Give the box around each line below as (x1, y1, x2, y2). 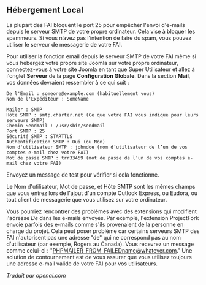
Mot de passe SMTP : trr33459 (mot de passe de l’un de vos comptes (6, 154, 185, 161)
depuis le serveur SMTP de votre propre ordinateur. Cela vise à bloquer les (6, 28, 196, 35)
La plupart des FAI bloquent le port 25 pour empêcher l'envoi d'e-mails (6, 21, 185, 28)
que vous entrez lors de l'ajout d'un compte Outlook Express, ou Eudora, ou (6, 189, 198, 197)
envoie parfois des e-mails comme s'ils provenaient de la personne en (6, 221, 184, 228)
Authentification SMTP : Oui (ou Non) (6, 139, 105, 145)
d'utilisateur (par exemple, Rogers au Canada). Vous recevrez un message (6, 240, 194, 248)
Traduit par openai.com (6, 272, 66, 279)
